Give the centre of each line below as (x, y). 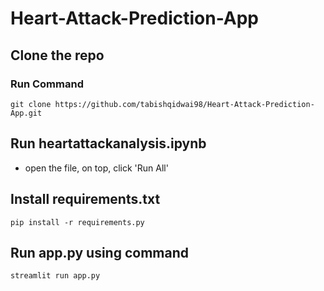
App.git (26, 113)
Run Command (47, 84)
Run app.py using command (99, 252)
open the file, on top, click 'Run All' (96, 168)
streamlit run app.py (55, 276)
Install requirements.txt (85, 199)
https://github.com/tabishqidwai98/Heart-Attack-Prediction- (184, 104)
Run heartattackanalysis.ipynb (108, 143)
